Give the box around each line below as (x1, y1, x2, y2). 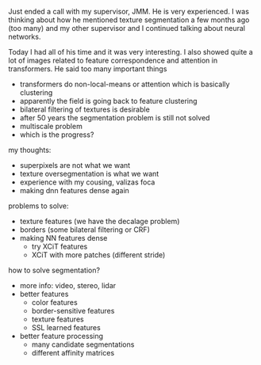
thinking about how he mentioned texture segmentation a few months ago (8, 15, 250, 25)
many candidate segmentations (31, 340, 135, 349)
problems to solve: (8, 201, 69, 211)
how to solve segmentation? (8, 265, 101, 275)
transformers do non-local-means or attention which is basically (19, 79, 230, 89)
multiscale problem (19, 122, 83, 131)
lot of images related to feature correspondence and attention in (8, 55, 218, 65)
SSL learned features (31, 323, 101, 332)
